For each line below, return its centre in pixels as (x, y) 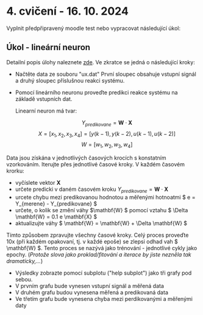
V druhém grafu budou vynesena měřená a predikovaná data (92, 292)
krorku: (15, 171)
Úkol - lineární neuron (48, 47)
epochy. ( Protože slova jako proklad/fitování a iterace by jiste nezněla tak (99, 254)
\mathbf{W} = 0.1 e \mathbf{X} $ (56, 217)
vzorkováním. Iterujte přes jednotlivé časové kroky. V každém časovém (95, 165)
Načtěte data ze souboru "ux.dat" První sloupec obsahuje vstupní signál (105, 74)
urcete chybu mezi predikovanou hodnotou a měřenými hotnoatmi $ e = (105, 197)
